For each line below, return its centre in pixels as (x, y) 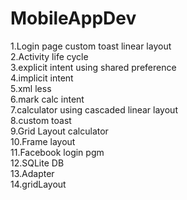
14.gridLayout (38, 184)
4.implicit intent (42, 78)
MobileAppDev (73, 18)
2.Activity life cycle (49, 56)
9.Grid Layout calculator (59, 131)
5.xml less (31, 88)
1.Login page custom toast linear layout (91, 46)
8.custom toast (41, 120)
